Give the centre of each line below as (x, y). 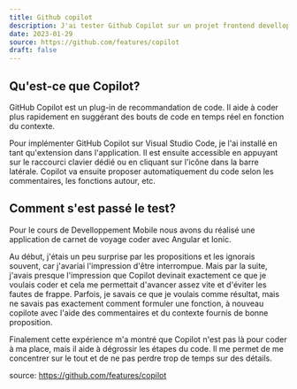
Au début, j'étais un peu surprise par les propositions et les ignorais (132, 256)
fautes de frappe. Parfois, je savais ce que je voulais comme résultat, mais (145, 294)
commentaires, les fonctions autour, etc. (83, 180)
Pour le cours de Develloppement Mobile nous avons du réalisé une (132, 230)
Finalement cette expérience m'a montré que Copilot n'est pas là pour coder (148, 339)
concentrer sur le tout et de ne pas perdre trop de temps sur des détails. (141, 358)
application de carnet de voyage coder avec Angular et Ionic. (120, 239)
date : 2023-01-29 (41, 34)
